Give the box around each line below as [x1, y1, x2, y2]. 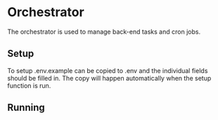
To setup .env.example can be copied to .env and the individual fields [7, 66, 208, 74]
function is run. [7, 81, 51, 90]
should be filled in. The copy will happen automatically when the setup [7, 74, 212, 82]
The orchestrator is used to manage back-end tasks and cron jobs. [7, 27, 201, 36]
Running [7, 102, 46, 114]
